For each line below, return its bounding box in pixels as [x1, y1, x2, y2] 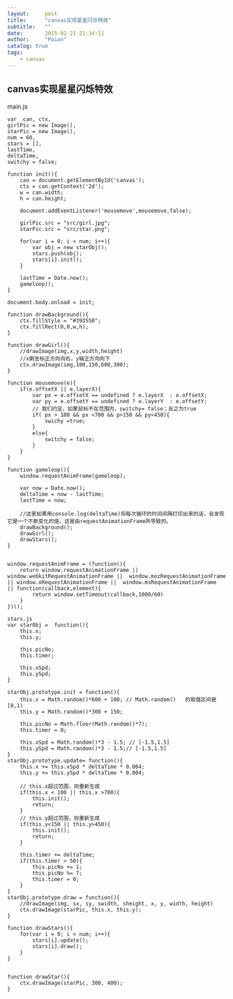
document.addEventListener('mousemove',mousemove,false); [20, 207, 192, 214]
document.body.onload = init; [7, 299, 96, 306]
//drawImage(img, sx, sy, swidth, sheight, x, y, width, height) [20, 900, 214, 907]
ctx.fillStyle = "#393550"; [20, 317, 101, 324]
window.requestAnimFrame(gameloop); [20, 472, 127, 479]
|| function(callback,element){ [7, 585, 101, 592]
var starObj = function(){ [7, 622, 89, 629]
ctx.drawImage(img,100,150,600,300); [20, 361, 130, 368]
